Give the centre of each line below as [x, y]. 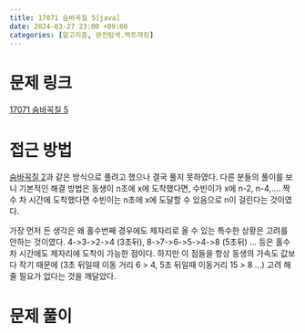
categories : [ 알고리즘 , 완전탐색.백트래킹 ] [82, 35]
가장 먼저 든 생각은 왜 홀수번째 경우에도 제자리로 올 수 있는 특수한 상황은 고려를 [149, 231]
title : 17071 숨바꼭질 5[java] [65, 18]
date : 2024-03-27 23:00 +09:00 [69, 26]
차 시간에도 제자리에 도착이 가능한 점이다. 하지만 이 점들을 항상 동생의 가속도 [144, 254]
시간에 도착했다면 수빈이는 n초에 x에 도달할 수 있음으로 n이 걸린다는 [148, 200]
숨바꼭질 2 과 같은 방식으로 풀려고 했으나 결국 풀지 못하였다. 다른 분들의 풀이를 [147, 177]
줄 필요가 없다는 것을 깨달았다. [63, 276]
